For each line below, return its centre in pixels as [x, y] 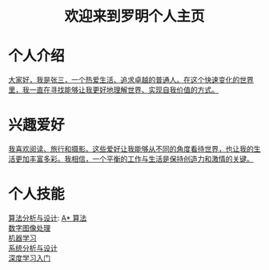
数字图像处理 [29, 228]
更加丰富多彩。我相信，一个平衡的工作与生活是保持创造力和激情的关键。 [134, 159]
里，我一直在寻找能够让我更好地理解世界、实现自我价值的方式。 [113, 90]
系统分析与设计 [33, 248]
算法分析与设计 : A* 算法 [48, 218]
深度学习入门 [29, 258]
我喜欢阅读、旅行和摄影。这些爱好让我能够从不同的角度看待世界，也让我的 [131, 149]
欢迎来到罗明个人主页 [134, 16]
